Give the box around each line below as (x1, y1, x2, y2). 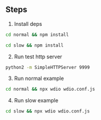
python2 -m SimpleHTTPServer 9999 (5, 64, 90, 70)
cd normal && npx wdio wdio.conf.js (5, 86, 95, 92)
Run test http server (14, 53, 62, 60)
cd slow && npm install (5, 42, 64, 48)
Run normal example (14, 75, 64, 82)
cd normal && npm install (5, 32, 69, 38)
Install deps (14, 20, 42, 27)
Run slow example (14, 97, 59, 104)
